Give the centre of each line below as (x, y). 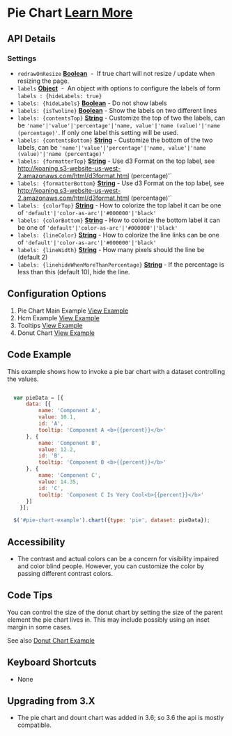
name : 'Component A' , (69, 411)
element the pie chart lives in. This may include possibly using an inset (109, 619)
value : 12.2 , (57, 449)
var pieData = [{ (39, 398)
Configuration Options (57, 294)
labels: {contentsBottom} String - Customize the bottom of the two (115, 140)
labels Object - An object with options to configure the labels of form (119, 88)
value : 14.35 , (59, 482)
